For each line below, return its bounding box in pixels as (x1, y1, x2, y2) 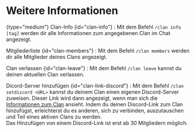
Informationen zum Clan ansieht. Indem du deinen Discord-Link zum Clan (6, 100, 183, 107)
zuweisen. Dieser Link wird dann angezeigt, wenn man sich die (6, 95, 158, 102)
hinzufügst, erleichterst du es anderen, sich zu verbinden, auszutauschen (6, 107, 184, 114)
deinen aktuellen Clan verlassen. (6, 71, 85, 78)
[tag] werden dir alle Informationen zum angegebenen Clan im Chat (6, 29, 171, 36)
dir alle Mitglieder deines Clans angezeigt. (6, 53, 107, 60)
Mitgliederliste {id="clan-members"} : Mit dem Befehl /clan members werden (6, 47, 190, 54)
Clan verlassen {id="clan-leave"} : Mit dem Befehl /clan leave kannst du (6, 64, 182, 71)
